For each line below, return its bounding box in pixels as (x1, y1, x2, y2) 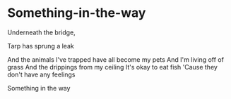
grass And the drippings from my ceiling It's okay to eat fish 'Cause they (7, 62, 218, 71)
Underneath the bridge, (7, 28, 76, 37)
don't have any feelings (7, 70, 76, 79)
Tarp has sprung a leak (7, 41, 74, 50)
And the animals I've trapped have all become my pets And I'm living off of (7, 55, 225, 64)
